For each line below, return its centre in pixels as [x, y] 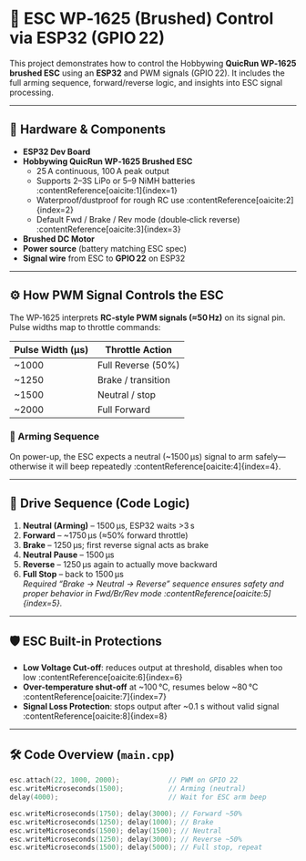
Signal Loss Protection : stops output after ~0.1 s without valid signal [151, 707]
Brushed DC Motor [59, 239]
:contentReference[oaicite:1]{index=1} [107, 190]
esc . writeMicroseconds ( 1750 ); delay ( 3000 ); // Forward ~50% [126, 814]
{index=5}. [42, 603]
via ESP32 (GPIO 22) [87, 38]
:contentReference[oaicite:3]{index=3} [108, 229]
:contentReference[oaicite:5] [217, 593]
